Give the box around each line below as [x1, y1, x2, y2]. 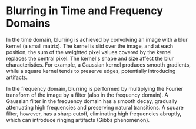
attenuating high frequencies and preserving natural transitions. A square [6, 104, 184, 111]
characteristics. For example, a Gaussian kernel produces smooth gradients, [6, 61, 191, 68]
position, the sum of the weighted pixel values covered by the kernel [6, 48, 172, 55]
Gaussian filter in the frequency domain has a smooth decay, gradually [6, 97, 178, 104]
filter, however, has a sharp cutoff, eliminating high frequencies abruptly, [6, 110, 182, 117]
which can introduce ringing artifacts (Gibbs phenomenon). [6, 116, 150, 123]
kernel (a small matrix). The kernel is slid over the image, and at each [6, 42, 174, 49]
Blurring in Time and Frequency [6, 4, 164, 18]
